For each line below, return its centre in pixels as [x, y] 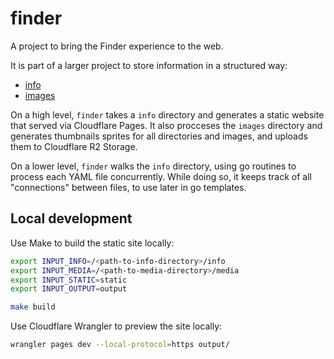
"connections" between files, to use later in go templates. [128, 187]
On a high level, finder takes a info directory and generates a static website [167, 114]
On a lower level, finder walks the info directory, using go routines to [153, 166]
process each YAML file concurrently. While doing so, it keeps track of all [161, 176]
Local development [71, 218]
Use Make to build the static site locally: [92, 243]
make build [33, 307]
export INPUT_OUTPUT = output [69, 289]
